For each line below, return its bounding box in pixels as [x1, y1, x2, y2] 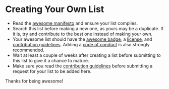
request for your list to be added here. [12, 68, 92, 74]
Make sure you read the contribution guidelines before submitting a [12, 63, 153, 69]
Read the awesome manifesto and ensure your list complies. [12, 20, 138, 26]
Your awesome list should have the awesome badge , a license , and [12, 36, 152, 42]
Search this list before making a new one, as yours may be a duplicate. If [12, 25, 164, 31]
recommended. [12, 47, 44, 53]
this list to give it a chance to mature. [12, 57, 89, 63]
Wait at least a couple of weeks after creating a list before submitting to [12, 52, 161, 58]
